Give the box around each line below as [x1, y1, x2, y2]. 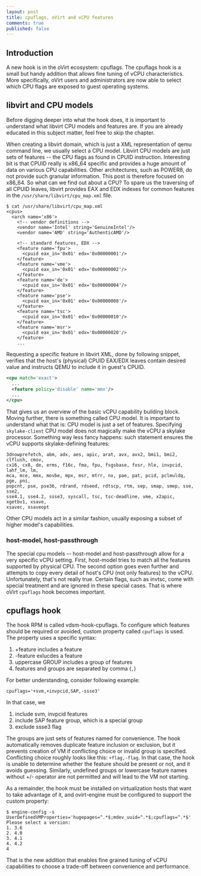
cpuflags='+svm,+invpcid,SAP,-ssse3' [6, 689, 100, 695]
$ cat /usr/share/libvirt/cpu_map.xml [6, 203, 103, 209]
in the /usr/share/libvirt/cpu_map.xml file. [6, 192, 112, 199]
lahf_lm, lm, [6, 467, 39, 473]
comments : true [6, 20, 44, 26]
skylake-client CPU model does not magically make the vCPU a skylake [6, 427, 185, 434]
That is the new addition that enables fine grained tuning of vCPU [6, 857, 167, 864]
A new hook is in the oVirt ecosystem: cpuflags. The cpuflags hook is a [6, 64, 181, 71]
